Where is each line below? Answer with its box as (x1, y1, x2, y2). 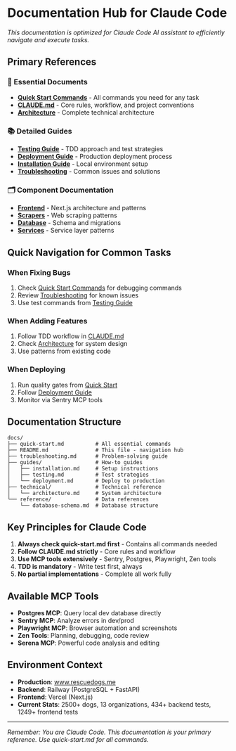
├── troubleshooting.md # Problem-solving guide (7, 453, 169, 460)
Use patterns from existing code (17, 347, 111, 356)
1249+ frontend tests (17, 707, 79, 716)
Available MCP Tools (7, 590, 100, 602)
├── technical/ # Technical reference (7, 484, 162, 491)
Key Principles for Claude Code (7, 521, 147, 533)
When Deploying (7, 364, 65, 374)
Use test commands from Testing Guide (17, 298, 133, 307)
